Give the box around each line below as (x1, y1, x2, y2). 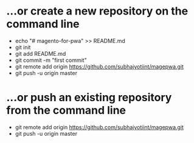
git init (15, 44, 31, 51)
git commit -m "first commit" (15, 56, 87, 64)
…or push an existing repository (6, 91, 172, 104)
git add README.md (15, 50, 66, 57)
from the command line (6, 104, 126, 118)
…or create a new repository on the (6, 4, 189, 18)
